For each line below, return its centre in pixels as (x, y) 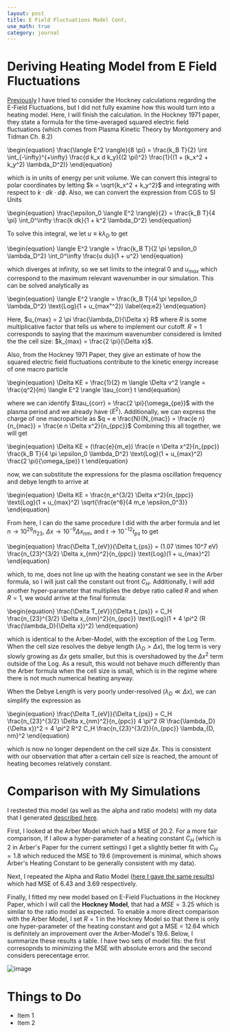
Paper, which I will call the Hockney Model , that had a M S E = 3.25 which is (113, 904)
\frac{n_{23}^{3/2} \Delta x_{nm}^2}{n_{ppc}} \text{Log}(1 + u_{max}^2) (109, 553)
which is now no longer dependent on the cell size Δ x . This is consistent (109, 748)
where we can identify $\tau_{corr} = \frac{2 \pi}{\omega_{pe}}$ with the (111, 403)
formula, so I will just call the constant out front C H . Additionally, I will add (111, 582)
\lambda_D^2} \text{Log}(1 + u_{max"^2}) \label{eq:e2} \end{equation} (107, 306)
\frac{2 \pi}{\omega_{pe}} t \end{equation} (68, 461)
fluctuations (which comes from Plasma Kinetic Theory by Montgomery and (114, 129)
